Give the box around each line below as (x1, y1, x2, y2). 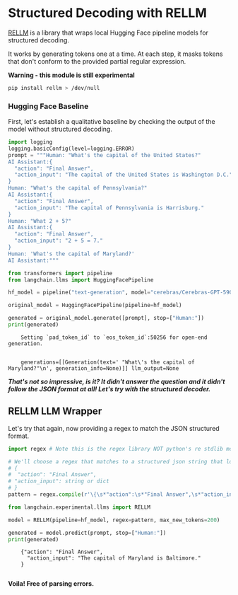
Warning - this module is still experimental (8, 71, 135, 79)
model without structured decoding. (8, 125, 112, 134)
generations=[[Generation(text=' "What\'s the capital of (20, 359, 195, 366)
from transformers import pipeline (8, 270, 113, 277)
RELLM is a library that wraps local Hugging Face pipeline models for (8, 28, 209, 37)
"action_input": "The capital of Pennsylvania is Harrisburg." (14, 204, 204, 212)
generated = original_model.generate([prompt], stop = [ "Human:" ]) (8, 315, 204, 322)
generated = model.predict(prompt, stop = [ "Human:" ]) (8, 529, 167, 536)
